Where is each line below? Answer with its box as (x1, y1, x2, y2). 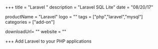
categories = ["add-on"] (5, 19, 55, 25)
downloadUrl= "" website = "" (5, 29, 66, 34)
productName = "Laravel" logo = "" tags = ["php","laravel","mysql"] (5, 14, 143, 19)
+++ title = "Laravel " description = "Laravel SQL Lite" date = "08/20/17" (5, 4, 154, 10)
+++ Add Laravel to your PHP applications (5, 38, 92, 44)
